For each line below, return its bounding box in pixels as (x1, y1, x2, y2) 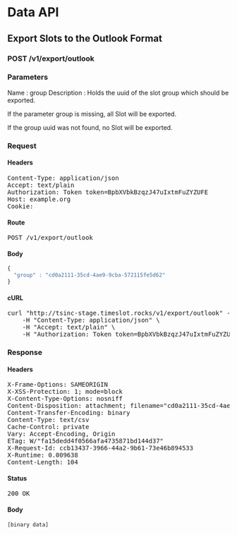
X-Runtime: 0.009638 (7, 451, 79, 459)
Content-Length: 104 (7, 458, 79, 467)
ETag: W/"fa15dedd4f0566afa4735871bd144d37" (7, 437, 164, 445)
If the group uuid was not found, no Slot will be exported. (7, 123, 173, 131)
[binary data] (7, 521, 49, 528)
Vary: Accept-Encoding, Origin (7, 430, 116, 438)
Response (7, 347, 42, 357)
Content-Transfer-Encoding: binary (7, 409, 130, 417)
